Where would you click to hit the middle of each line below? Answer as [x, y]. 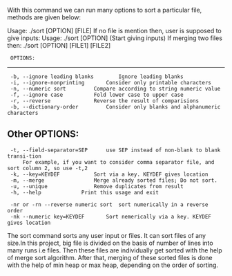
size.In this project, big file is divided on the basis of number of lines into [110, 243]
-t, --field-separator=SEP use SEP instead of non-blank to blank [115, 150]
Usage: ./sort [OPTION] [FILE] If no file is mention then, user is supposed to [115, 31]
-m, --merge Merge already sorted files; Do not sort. [114, 180]
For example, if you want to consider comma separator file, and [118, 162]
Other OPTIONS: [43, 134]
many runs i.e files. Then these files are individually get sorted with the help [115, 250]
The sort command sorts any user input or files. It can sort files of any [106, 235]
